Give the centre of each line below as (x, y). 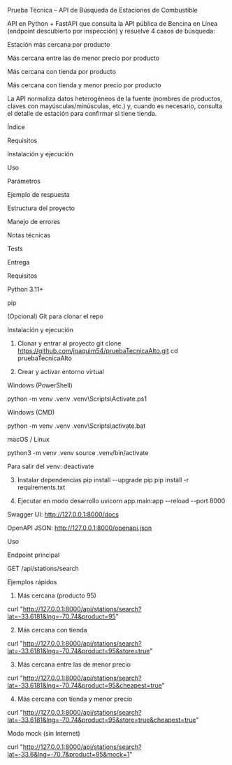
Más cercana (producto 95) (57, 595)
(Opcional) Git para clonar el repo (55, 316)
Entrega (19, 262)
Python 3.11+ (26, 289)
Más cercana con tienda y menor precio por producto (84, 85)
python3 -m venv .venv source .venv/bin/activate (78, 453)
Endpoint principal (34, 555)
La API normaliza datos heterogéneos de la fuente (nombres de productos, (115, 98)
